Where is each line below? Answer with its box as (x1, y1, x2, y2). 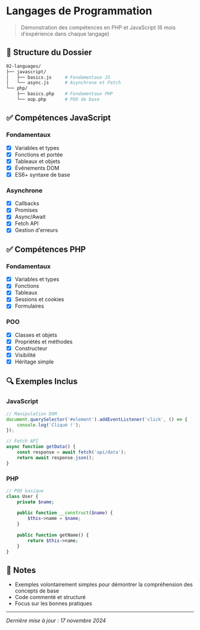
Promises (14, 206, 38, 214)
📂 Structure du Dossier (6, 48, 92, 58)
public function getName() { (17, 532, 89, 538)
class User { (6, 493, 39, 499)
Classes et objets (14, 331, 58, 338)
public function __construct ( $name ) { (17, 510, 113, 516)
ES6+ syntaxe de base (14, 171, 70, 178)
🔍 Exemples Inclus (6, 377, 78, 387)
